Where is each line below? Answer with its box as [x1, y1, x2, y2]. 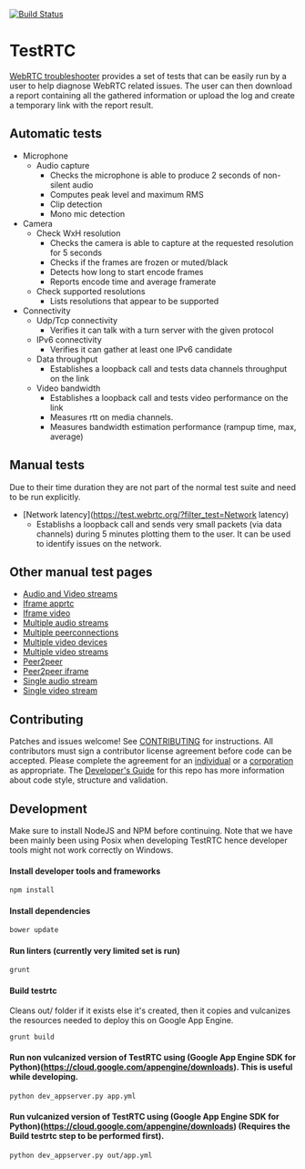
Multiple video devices [22, 637, 107, 648]
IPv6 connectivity [36, 333, 102, 345]
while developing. [9, 1072, 79, 1082]
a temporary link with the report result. [9, 99, 154, 110]
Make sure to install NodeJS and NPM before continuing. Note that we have [9, 825, 293, 836]
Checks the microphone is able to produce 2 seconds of [49, 169, 261, 180]
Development [9, 801, 88, 816]
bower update [9, 926, 59, 935]
